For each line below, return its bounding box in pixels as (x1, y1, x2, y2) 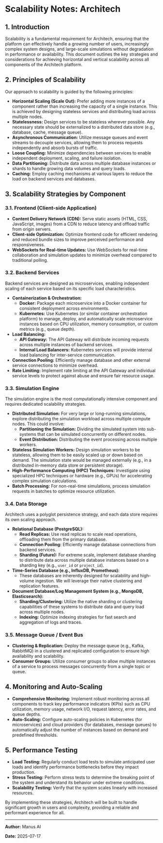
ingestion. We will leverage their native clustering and (35, 578, 142, 584)
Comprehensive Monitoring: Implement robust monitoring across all (12, 696, 149, 702)
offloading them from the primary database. (19, 536, 107, 542)
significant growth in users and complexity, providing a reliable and (5, 804, 139, 810)
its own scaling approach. (5, 517, 57, 523)
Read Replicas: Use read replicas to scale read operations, (19, 531, 137, 537)
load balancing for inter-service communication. (19, 352, 115, 358)
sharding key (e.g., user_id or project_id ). (19, 562, 104, 569)
